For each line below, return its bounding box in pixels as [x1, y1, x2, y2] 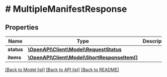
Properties [5, 23, 39, 32]
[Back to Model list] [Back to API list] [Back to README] [5, 67, 119, 73]
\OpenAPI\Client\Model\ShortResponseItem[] [27, 54, 138, 61]
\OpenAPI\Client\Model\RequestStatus [27, 46, 122, 53]
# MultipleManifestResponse [5, 3, 127, 15]
